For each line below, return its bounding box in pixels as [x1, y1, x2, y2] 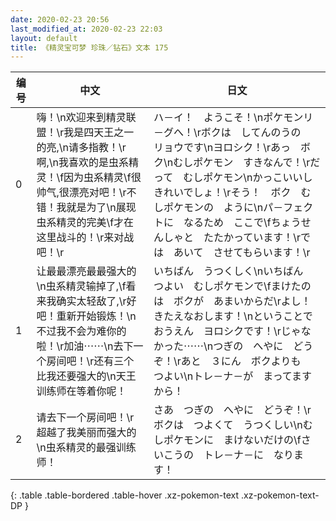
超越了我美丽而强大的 [36, 426, 137, 440]
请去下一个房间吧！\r [36, 411, 135, 425]
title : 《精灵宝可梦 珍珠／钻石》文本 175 [10, 42, 169, 53]
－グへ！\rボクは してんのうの [153, 126, 302, 140]
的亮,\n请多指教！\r [36, 141, 127, 155]
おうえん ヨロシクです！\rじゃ [153, 324, 302, 338]
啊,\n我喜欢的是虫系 [36, 156, 129, 170]
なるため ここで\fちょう [183, 216, 302, 230]
